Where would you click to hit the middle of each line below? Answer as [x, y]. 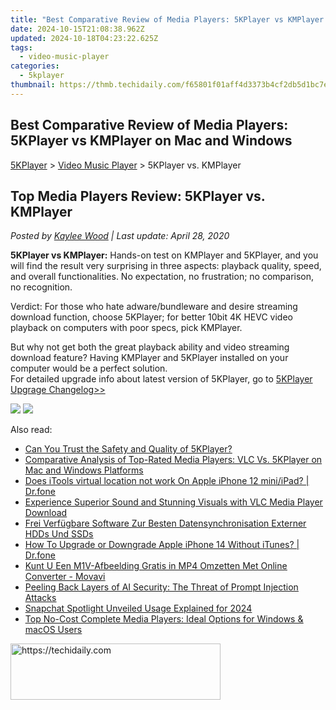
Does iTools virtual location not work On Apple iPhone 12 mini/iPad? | [167, 481]
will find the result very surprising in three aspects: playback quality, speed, [166, 266]
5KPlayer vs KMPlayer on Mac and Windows [151, 141]
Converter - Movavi [65, 577]
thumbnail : [33, 85]
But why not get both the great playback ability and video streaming [150, 347]
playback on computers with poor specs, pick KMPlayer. [126, 328]
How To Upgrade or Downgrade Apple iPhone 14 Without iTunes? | [162, 545]
